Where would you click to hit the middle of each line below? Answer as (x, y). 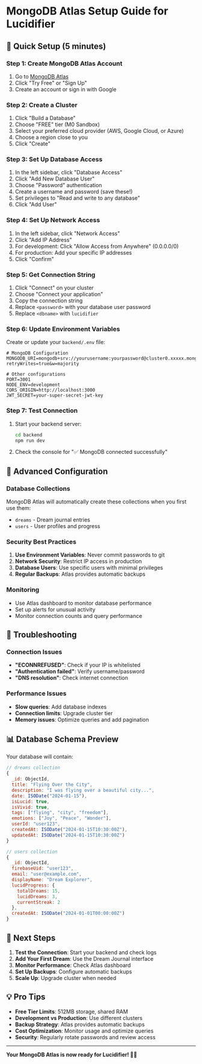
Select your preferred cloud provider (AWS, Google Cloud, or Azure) (99, 131)
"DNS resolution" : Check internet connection (71, 678)
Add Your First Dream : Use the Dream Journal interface (84, 958)
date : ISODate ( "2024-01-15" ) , (49, 796)
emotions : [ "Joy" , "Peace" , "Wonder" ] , (62, 818)
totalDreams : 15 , (39, 891)
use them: (19, 508)
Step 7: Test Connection (42, 410)
